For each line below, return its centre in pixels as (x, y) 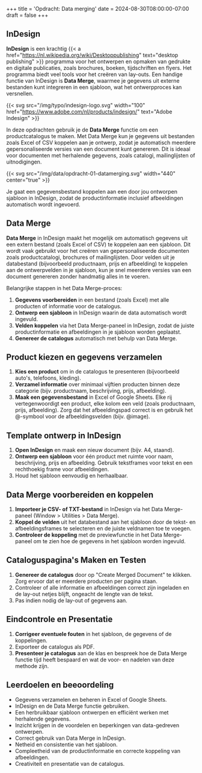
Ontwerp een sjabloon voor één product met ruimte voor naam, (94, 456)
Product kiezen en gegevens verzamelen (84, 358)
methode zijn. (32, 666)
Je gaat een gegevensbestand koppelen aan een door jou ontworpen (92, 191)
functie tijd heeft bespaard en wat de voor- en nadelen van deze (94, 660)
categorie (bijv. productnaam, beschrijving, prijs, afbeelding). (90, 391)
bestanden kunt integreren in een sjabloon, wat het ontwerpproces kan (94, 87)
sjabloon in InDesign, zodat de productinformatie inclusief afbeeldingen (95, 198)
